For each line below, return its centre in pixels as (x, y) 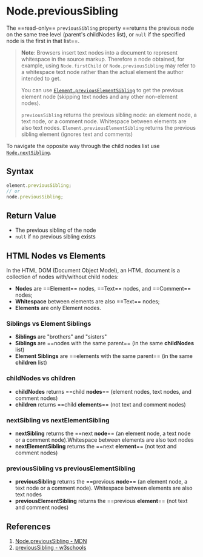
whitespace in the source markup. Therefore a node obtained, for (103, 59)
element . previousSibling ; (39, 185)
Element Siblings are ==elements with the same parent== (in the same (104, 356)
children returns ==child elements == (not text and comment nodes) (100, 404)
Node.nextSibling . (29, 152)
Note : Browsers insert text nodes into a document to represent (99, 52)
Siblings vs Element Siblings (49, 323)
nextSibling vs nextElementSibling (58, 420)
